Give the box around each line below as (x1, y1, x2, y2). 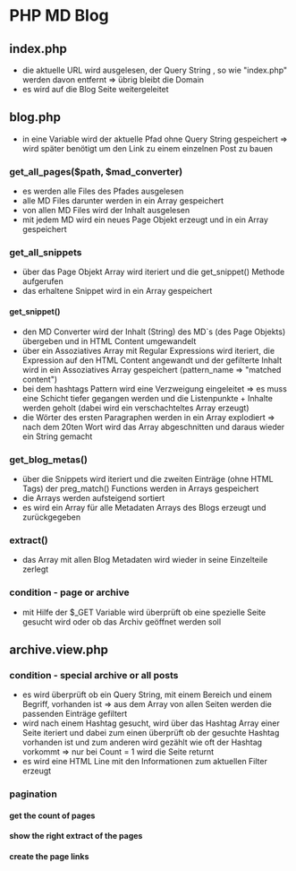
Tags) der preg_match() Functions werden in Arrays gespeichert (21, 483, 259, 494)
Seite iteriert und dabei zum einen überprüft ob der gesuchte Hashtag (21, 728, 280, 738)
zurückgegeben (21, 512, 81, 522)
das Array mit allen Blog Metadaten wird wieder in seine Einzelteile (21, 555, 268, 565)
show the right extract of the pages (9, 831, 143, 841)
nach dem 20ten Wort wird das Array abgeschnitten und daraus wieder (21, 421, 285, 432)
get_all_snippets (9, 246, 82, 259)
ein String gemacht (21, 431, 93, 442)
